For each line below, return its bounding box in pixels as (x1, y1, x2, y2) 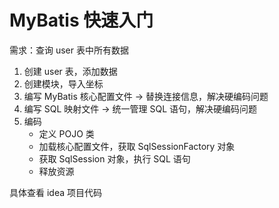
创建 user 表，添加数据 (23, 65, 118, 77)
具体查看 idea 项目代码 (9, 186, 102, 198)
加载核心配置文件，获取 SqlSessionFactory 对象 (38, 140, 236, 152)
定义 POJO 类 (38, 127, 95, 140)
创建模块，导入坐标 (23, 77, 104, 90)
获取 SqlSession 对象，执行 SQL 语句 (38, 152, 191, 165)
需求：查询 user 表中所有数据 (9, 44, 129, 56)
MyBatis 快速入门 (9, 9, 154, 32)
